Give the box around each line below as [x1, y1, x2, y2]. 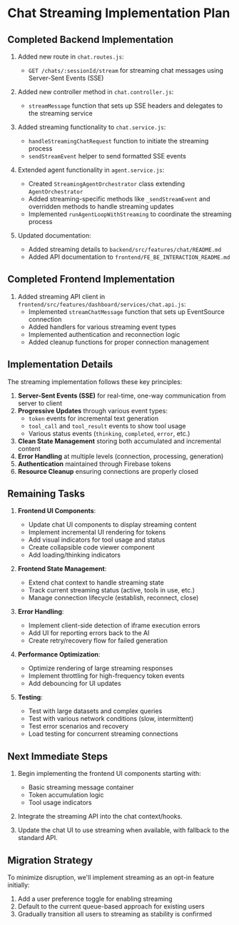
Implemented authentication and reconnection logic [28, 330, 180, 338]
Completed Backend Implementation [7, 34, 173, 46]
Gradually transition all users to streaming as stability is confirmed [17, 910, 213, 919]
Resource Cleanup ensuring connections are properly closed [17, 467, 198, 475]
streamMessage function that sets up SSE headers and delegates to [28, 101, 223, 110]
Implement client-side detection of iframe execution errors [28, 621, 200, 630]
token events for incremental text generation [28, 414, 159, 423]
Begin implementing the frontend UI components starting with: [17, 769, 201, 778]
